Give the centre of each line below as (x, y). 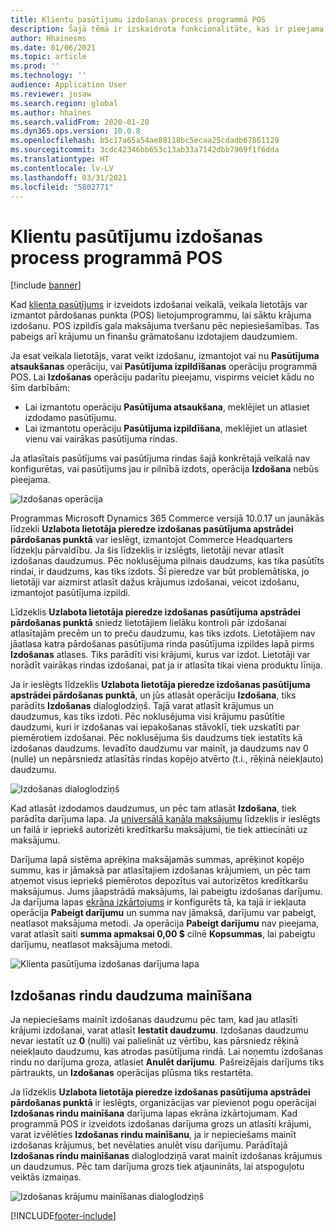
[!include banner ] (46, 285)
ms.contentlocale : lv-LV (62, 168)
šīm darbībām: (40, 388)
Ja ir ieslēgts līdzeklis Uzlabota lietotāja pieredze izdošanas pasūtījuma (160, 685)
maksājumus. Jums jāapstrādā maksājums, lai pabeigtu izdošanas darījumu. (166, 892)
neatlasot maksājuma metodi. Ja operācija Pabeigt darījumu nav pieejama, (165, 923)
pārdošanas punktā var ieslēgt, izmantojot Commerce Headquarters (151, 540)
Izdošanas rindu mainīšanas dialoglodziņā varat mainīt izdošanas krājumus (166, 1156)
